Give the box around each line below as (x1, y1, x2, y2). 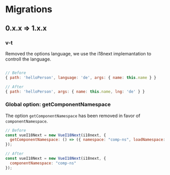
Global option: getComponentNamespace (5, 101, 111, 108)
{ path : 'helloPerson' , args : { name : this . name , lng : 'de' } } (5, 89, 145, 94)
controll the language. (5, 56, 52, 62)
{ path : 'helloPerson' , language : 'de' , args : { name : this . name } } (5, 75, 157, 80)
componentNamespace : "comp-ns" (10, 160, 77, 166)
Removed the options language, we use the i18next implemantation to (5, 50, 152, 56)
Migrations (5, 4, 53, 15)
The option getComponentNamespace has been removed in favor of (5, 112, 140, 119)
